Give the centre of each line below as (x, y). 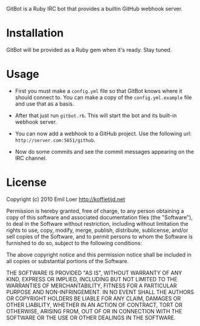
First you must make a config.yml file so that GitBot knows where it (98, 91)
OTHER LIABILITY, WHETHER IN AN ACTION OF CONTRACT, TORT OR (94, 305)
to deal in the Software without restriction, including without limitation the (97, 223)
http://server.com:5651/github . (55, 140)
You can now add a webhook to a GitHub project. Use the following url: (103, 133)
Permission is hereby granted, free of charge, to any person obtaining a (95, 211)
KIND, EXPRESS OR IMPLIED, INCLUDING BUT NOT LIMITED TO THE (92, 279)
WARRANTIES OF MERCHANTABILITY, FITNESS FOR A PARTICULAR (92, 286)
